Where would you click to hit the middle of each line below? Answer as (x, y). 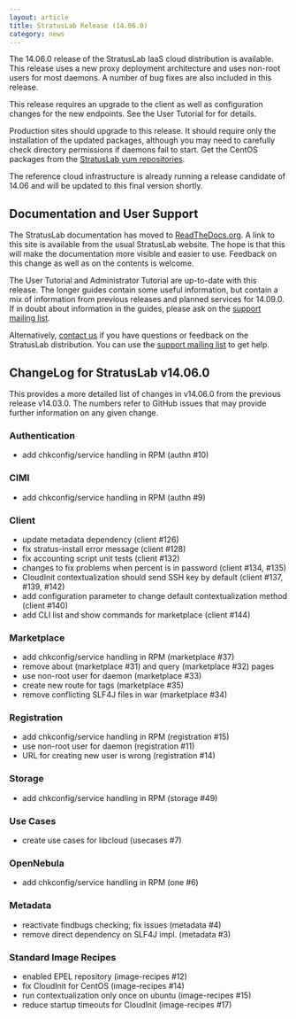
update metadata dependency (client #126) (100, 539)
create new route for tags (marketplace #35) (102, 685)
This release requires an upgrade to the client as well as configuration (136, 105)
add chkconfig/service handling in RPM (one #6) (110, 883)
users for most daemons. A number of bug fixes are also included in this (140, 78)
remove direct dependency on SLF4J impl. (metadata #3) (126, 934)
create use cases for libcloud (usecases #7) (102, 840)
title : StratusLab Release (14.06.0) (79, 26)
